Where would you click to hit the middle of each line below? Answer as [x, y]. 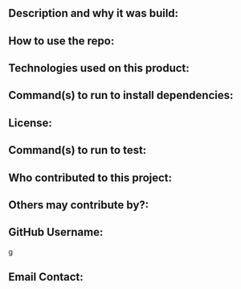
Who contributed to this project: [90, 178]
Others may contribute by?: [79, 205]
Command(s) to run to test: [78, 150]
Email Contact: [46, 277]
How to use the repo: [61, 41]
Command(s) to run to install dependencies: [121, 95]
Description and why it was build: [94, 13]
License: [30, 123]
